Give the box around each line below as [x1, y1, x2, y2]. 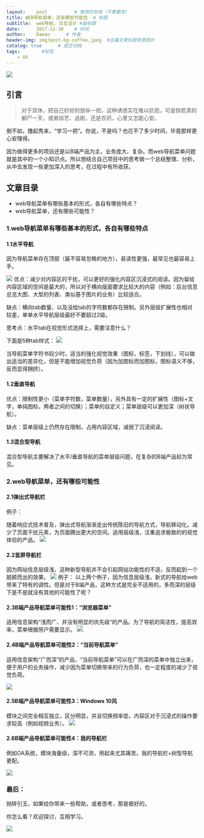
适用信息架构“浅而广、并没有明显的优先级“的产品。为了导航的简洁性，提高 [6, 618, 192, 626]
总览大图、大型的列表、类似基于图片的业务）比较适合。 [6, 291, 144, 298]
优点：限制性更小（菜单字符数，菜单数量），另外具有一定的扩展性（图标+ [6, 395, 188, 402]
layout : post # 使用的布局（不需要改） [6, 9, 130, 15]
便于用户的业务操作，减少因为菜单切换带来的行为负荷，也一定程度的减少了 [6, 663, 192, 671]
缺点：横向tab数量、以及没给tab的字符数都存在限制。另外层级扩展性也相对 [6, 303, 193, 311]
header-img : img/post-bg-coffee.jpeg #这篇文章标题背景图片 [6, 37, 155, 43]
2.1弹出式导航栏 [6, 493, 46, 500]
